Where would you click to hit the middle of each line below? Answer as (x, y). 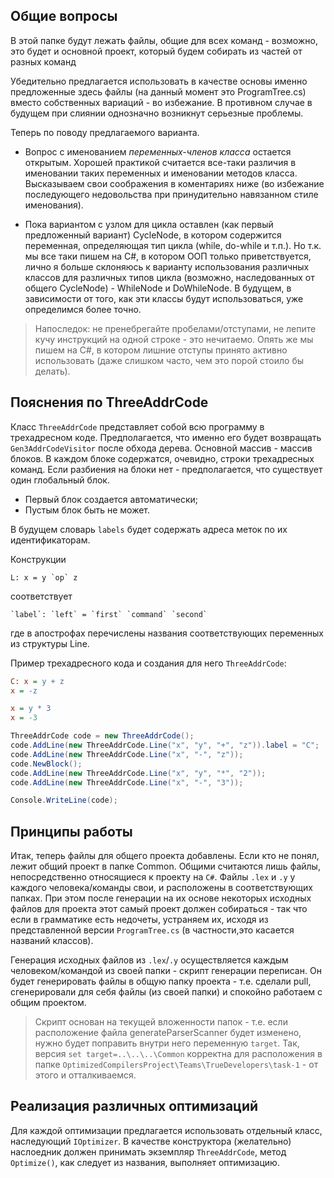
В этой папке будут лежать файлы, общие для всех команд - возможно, (164, 40)
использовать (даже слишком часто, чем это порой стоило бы (169, 360)
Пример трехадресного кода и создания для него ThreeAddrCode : (148, 663)
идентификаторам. (50, 540)
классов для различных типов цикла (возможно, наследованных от (169, 277)
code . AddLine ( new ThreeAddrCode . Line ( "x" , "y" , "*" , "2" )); (138, 773)
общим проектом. (48, 1003)
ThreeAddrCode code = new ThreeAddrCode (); (102, 736)
